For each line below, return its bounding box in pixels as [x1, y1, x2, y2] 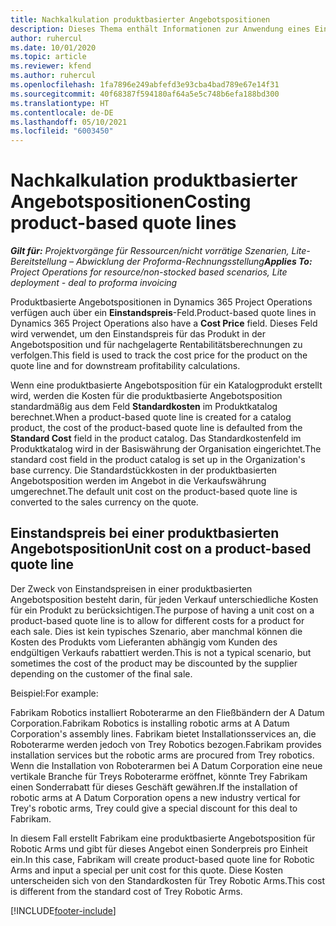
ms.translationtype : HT [10, 98, 110, 108]
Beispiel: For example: [10, 687, 99, 699]
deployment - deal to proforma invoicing [10, 277, 178, 289]
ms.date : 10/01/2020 [10, 42, 97, 53]
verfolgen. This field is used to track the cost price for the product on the [10, 349, 308, 361]
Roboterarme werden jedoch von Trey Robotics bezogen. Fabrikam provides [10, 738, 322, 750]
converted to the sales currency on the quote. [10, 496, 199, 508]
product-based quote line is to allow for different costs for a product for [10, 614, 305, 626]
